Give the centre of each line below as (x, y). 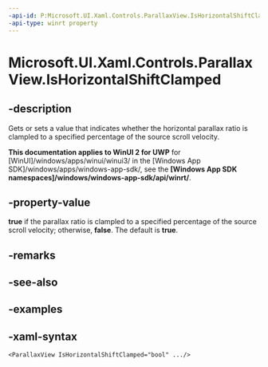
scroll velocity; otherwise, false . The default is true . (93, 230)
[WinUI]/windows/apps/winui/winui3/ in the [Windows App (104, 160)
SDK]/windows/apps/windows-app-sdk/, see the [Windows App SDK (123, 169)
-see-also (33, 283)
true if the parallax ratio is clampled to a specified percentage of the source (132, 222)
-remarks (32, 255)
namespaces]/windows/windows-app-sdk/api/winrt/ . (100, 177)
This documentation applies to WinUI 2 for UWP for (95, 152)
